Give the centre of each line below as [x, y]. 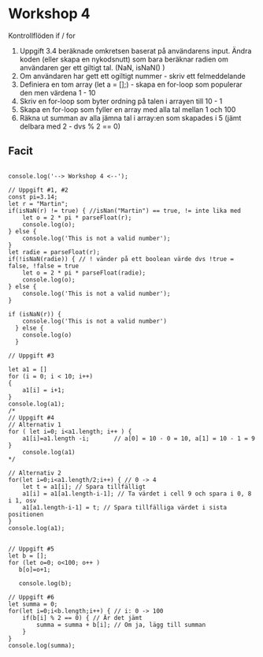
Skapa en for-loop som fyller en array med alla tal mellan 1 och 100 [128, 109]
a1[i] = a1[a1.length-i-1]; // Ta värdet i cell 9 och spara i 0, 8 [137, 494]
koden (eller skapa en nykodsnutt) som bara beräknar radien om [124, 59]
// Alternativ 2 [35, 473]
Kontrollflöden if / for [42, 35]
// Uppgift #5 [31, 549]
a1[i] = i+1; [44, 390]
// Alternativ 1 [35, 424]
